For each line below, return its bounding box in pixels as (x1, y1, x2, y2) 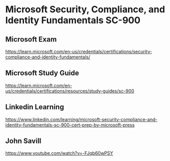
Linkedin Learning (5, 103, 64, 111)
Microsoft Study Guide (5, 69, 80, 77)
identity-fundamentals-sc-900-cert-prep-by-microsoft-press (5, 122, 135, 128)
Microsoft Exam (5, 35, 57, 44)
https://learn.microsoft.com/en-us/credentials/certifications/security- (5, 49, 153, 54)
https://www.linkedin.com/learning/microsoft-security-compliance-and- (5, 116, 158, 123)
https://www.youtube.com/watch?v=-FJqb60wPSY (5, 150, 114, 156)
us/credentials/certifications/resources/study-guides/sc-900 (5, 88, 135, 94)
